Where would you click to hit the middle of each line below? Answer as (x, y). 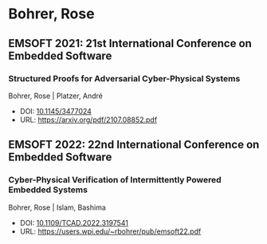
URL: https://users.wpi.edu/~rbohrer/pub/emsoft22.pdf (110, 231)
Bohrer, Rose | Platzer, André (56, 96)
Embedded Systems (48, 190)
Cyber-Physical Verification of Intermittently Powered (115, 180)
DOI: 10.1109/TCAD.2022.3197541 (74, 222)
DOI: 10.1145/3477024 (55, 111)
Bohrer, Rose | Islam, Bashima (57, 207)
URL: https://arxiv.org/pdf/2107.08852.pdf (88, 120)
